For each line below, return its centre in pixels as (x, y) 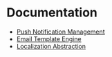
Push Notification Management (60, 32)
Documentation (52, 13)
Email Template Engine (49, 38)
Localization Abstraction (51, 46)
